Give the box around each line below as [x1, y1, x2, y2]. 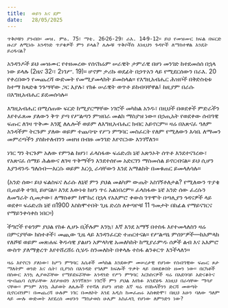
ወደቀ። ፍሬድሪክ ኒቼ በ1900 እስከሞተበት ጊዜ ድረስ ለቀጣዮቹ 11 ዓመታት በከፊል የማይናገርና [7, 200, 213, 209]
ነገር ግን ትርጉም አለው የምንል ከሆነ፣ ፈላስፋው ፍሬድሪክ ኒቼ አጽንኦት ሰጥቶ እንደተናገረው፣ [7, 148, 207, 156]
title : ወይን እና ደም [7, 10, 61, 17]
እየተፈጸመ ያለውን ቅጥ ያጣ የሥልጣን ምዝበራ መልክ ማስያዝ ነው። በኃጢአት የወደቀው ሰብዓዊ [7, 111, 219, 120]
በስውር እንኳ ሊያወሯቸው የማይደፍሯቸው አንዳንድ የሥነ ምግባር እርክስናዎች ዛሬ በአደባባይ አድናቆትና [7, 271, 215, 278]
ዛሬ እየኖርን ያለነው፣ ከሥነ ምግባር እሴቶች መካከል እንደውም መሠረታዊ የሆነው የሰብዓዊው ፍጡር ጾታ [7, 259, 220, 266]
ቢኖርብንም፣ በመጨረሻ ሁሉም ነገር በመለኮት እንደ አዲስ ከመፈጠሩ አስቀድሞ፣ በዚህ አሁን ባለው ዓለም [7, 289, 220, 296]
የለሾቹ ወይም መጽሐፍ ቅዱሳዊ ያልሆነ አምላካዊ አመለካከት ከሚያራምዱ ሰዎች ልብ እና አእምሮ [7, 237, 219, 246]
